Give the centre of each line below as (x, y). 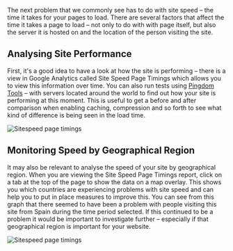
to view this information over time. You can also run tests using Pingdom (111, 86)
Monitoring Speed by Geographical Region (101, 151)
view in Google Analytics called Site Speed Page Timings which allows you (114, 78)
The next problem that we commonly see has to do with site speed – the (111, 10)
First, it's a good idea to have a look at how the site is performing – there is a (116, 71)
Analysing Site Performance (70, 54)
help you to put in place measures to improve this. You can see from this (111, 197)
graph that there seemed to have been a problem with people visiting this (112, 204)
